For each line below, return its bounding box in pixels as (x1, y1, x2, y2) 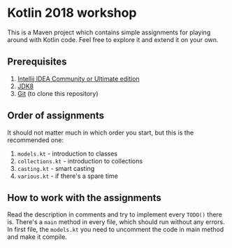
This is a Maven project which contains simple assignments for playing (7, 28, 211, 36)
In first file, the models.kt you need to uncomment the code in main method (7, 226, 224, 234)
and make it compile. (7, 233, 68, 241)
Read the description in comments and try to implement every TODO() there (7, 210, 222, 219)
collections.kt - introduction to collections (17, 156, 143, 165)
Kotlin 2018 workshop (7, 5, 137, 21)
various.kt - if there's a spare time (17, 172, 119, 180)
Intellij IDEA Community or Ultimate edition (17, 74, 140, 83)
